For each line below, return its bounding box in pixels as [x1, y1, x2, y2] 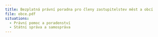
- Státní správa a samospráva [9, 25, 70, 30]
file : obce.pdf [5, 12, 36, 16]
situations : [5, 16, 29, 21]
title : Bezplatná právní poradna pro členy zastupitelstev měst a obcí [5, 7, 153, 12]
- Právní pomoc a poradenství [9, 20, 70, 25]
